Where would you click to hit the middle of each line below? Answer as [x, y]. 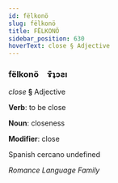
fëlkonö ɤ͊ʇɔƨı [38, 74]
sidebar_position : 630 [46, 38]
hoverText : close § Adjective [59, 46]
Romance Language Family [54, 170]
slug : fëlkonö [32, 23]
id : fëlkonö [28, 16]
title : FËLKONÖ [34, 31]
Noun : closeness [37, 123]
